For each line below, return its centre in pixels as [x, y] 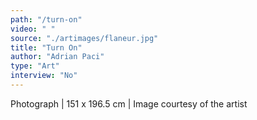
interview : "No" [44, 76]
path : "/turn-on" [46, 19]
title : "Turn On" [46, 47]
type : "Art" [35, 66]
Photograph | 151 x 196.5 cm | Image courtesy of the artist [129, 103]
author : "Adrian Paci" [57, 57]
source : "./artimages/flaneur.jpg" [84, 38]
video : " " [33, 29]
